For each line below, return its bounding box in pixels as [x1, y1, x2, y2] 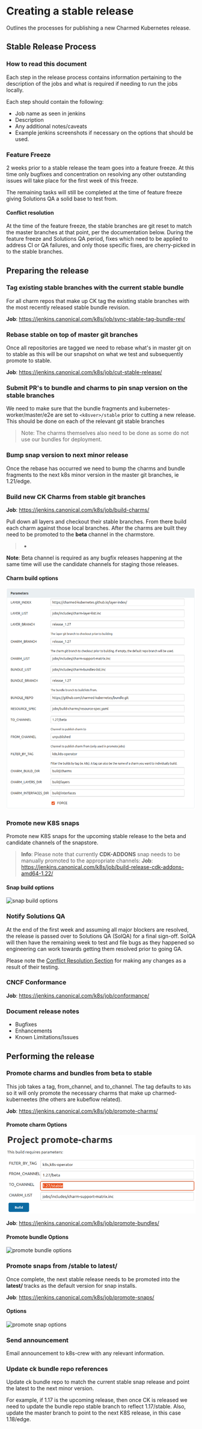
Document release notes [6, 1007, 79, 1015]
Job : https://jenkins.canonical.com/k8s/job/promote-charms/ [6, 1107, 158, 1115]
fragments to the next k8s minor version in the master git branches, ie [6, 471, 179, 478]
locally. [6, 86, 24, 94]
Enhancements [14, 1027, 52, 1034]
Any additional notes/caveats [14, 123, 87, 130]
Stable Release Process [6, 42, 96, 52]
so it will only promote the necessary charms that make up [6, 1089, 151, 1096]
